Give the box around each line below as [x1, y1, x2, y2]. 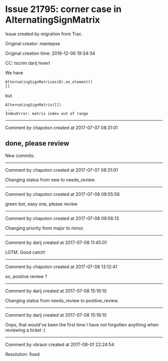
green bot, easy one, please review [5, 201, 77, 207]
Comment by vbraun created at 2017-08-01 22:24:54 [5, 341, 114, 347]
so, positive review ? [5, 273, 47, 279]
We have [5, 69, 23, 76]
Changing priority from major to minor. [5, 225, 84, 231]
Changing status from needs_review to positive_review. [5, 297, 119, 303]
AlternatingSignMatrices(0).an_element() [5, 79, 93, 84]
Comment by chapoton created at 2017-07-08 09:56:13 [5, 215, 119, 221]
